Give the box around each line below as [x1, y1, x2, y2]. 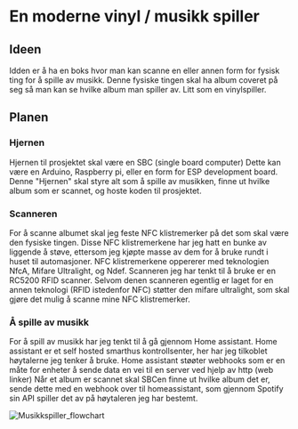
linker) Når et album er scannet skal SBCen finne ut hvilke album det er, [9, 374, 270, 384]
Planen [9, 109, 49, 125]
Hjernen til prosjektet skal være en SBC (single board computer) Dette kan [9, 157, 282, 167]
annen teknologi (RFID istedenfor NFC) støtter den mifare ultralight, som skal [9, 284, 290, 295]
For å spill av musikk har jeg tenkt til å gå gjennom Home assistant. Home [9, 336, 278, 347]
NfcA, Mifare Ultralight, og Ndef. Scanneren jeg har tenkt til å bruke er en [9, 265, 277, 276]
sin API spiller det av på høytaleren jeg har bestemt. [9, 393, 198, 404]
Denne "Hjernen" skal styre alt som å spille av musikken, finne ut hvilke [9, 175, 270, 186]
